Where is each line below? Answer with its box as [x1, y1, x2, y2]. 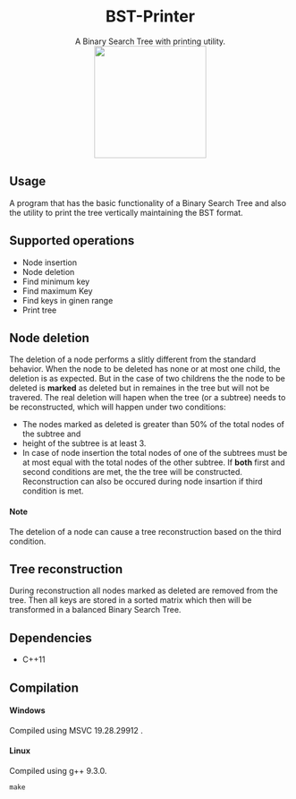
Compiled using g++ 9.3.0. [9, 766, 107, 776]
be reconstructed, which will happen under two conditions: [9, 401, 226, 413]
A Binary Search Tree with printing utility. [74, 36, 226, 47]
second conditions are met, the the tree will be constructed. [21, 467, 243, 477]
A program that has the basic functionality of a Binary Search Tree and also [9, 197, 287, 208]
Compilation [9, 680, 79, 695]
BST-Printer [106, 6, 195, 27]
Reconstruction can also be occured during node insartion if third [21, 477, 263, 487]
